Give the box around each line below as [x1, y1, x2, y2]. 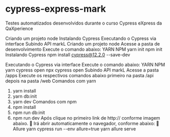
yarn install [12, 87, 36, 94]
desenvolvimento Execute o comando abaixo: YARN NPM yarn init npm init [5, 46, 163, 52]
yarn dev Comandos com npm [12, 98, 77, 105]
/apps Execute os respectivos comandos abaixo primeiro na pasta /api [5, 72, 154, 78]
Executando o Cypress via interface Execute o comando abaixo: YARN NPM [5, 61, 165, 67]
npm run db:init [12, 109, 45, 116]
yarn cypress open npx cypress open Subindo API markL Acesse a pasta [5, 67, 159, 73]
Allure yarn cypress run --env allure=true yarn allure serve [12, 126, 136, 132]
